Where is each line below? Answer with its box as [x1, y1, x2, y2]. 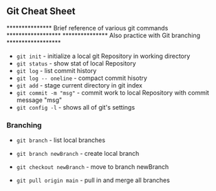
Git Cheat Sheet [6, 6, 76, 17]
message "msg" [16, 96, 63, 104]
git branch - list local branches [16, 136, 106, 144]
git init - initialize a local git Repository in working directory [16, 52, 191, 60]
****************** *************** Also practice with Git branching [6, 31, 201, 39]
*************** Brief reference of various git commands [6, 23, 169, 32]
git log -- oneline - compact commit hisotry [16, 74, 147, 82]
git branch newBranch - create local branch [16, 150, 140, 158]
